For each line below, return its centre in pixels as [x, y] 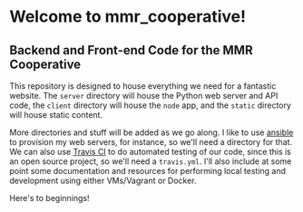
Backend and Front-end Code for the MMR [131, 50]
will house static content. [56, 115]
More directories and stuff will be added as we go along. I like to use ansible [151, 132]
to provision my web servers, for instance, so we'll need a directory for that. [151, 142]
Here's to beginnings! [49, 198]
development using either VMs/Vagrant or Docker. [103, 180]
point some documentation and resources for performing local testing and [148, 171]
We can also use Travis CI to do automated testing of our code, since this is [151, 152]
